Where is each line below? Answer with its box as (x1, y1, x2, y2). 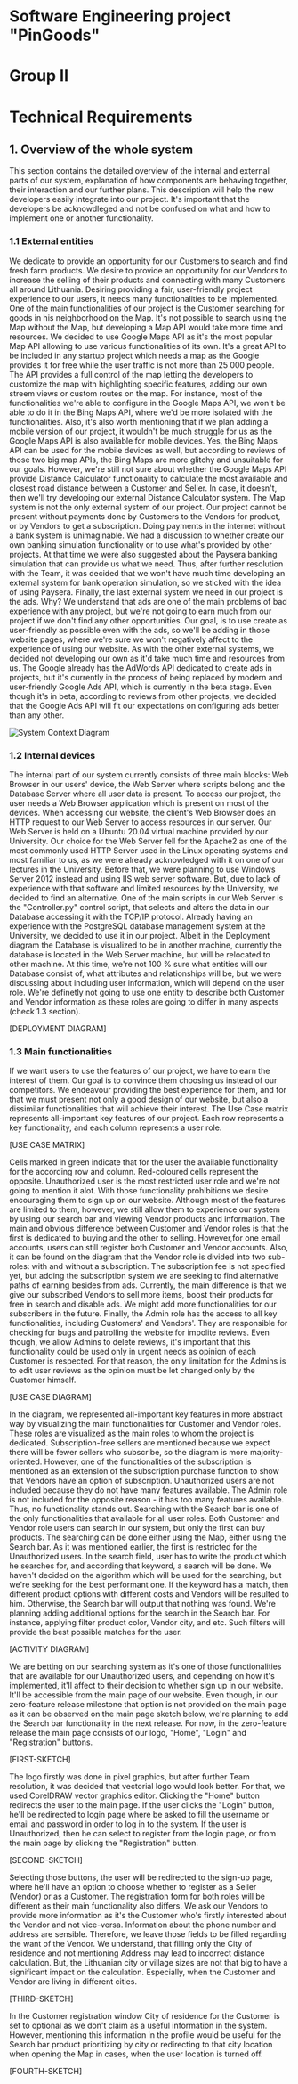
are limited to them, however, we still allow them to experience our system (9, 1204, 280, 1215)
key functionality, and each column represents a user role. (9, 1122, 222, 1133)
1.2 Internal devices (9, 749, 96, 761)
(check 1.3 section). (9, 1005, 82, 1016)
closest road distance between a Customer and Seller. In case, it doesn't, (9, 483, 278, 493)
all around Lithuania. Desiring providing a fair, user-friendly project (9, 283, 253, 295)
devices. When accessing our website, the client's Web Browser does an (9, 807, 277, 818)
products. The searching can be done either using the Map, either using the (9, 1532, 286, 1543)
